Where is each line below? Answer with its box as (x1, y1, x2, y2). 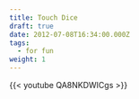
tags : (9, 38, 30, 48)
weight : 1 (9, 55, 47, 64)
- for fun (17, 47, 54, 56)
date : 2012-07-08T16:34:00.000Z (9, 30, 130, 39)
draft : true (9, 22, 54, 31)
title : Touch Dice (9, 13, 78, 22)
